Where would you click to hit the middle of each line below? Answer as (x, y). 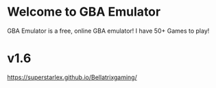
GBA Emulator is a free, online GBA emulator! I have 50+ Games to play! (108, 31)
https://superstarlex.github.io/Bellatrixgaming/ (72, 77)
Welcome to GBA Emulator (84, 12)
